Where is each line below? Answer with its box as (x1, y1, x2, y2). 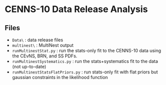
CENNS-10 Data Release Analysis (5, 4, 148, 15)
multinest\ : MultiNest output (12, 42, 74, 48)
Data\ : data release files (12, 37, 64, 43)
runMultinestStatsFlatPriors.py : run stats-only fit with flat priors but (12, 69, 158, 75)
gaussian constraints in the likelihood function (12, 74, 108, 80)
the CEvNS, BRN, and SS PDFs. (12, 53, 77, 59)
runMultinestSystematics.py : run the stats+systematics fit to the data (12, 58, 158, 64)
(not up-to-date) (12, 64, 47, 69)
